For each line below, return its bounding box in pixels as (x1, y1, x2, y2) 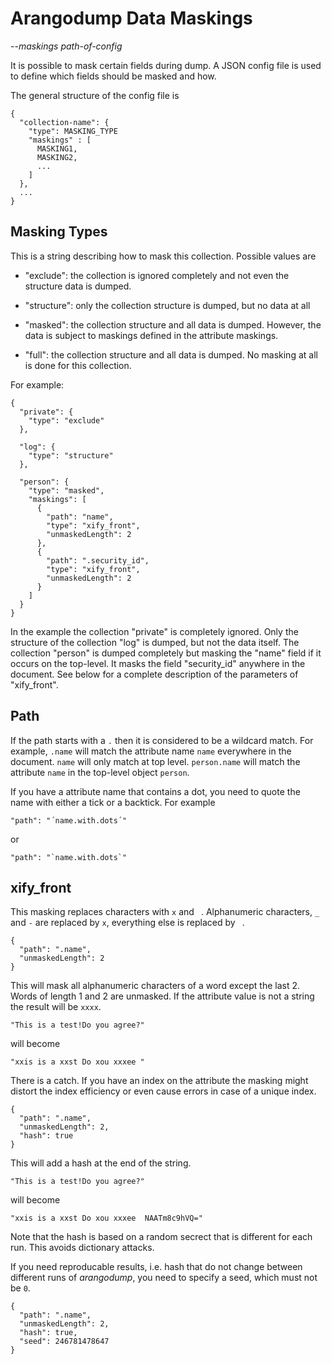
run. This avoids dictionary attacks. (10, 1242, 155, 1254)
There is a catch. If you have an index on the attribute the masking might (10, 1075, 309, 1087)
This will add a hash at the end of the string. (10, 1157, 192, 1169)
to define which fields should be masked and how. (10, 70, 217, 82)
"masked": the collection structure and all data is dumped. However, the (24, 318, 322, 331)
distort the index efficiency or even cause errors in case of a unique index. (10, 1085, 317, 1097)
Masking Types (10, 223, 108, 241)
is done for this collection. (24, 359, 132, 371)
